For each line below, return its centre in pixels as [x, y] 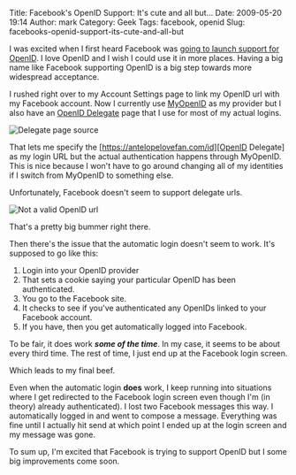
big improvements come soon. [65, 461]
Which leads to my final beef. [62, 370]
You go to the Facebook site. [74, 299]
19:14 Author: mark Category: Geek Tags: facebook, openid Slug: [127, 22]
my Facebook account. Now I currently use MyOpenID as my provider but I [145, 103]
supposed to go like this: [54, 253]
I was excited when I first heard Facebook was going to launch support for [144, 49]
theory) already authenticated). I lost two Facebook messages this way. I [141, 406]
